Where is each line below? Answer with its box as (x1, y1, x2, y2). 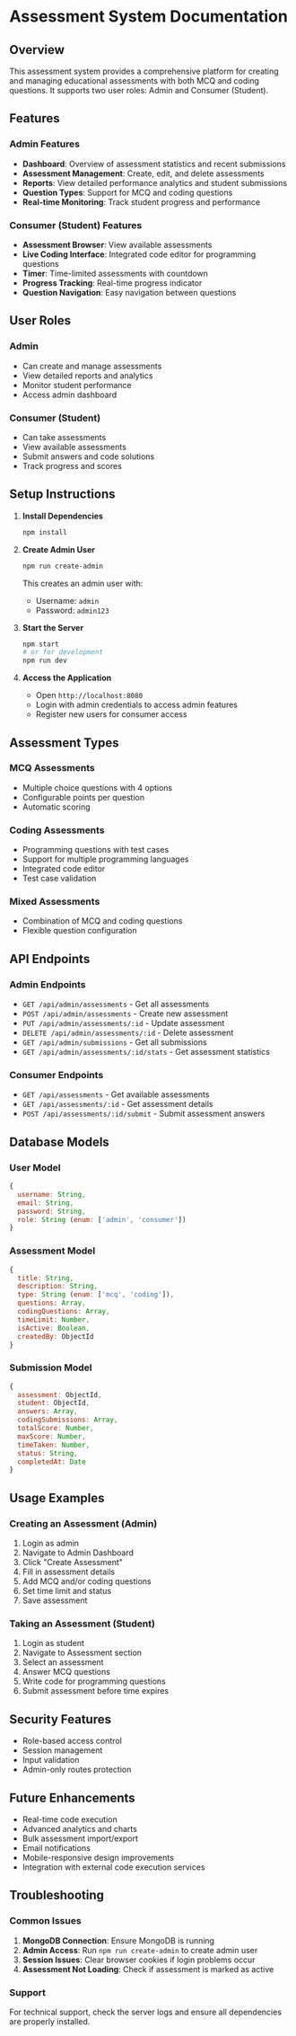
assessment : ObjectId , (17, 1390, 102, 1399)
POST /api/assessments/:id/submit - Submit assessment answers (22, 1108, 266, 1120)
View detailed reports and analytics (22, 370, 153, 381)
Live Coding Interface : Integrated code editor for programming (22, 249, 257, 260)
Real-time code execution (22, 1813, 118, 1825)
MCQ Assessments (9, 762, 96, 775)
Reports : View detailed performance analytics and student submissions (22, 177, 288, 188)
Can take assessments (22, 431, 107, 442)
